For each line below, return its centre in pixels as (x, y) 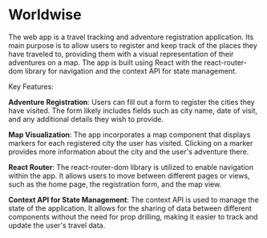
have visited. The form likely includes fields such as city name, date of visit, (133, 111)
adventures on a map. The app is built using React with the (105, 63)
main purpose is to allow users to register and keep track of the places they (133, 45)
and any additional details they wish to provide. (86, 119)
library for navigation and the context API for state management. (131, 71)
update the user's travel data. (57, 225)
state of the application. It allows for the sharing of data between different (130, 208)
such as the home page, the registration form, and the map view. (115, 184)
